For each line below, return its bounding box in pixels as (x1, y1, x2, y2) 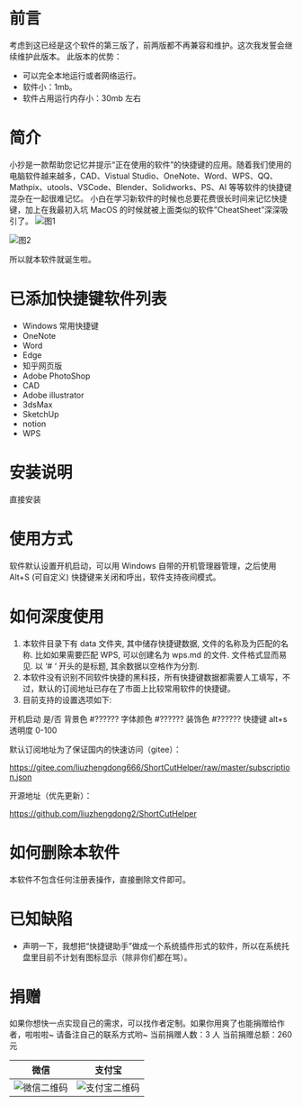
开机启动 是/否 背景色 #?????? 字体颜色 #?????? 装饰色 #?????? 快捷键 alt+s (9, 713, 288, 724)
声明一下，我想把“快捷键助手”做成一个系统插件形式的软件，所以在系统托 (22, 940, 290, 951)
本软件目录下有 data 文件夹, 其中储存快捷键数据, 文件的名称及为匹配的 (22, 637, 281, 649)
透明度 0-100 (9, 725, 58, 736)
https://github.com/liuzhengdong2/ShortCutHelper (9, 808, 198, 818)
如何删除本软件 (9, 842, 120, 863)
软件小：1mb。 (22, 81, 78, 92)
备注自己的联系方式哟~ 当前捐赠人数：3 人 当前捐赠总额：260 (64, 1029, 292, 1040)
